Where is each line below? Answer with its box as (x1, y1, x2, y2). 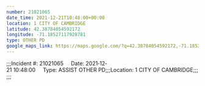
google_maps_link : (6, 43, 53, 49)
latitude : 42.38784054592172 (6, 26, 81, 32)
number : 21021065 (6, 9, 51, 15)
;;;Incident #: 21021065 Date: (6, 59, 84, 67)
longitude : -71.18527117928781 (6, 32, 86, 38)
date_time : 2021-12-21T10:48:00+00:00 (6, 15, 105, 21)
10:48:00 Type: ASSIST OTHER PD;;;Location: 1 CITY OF (13, 66, 160, 73)
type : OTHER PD (6, 37, 45, 43)
